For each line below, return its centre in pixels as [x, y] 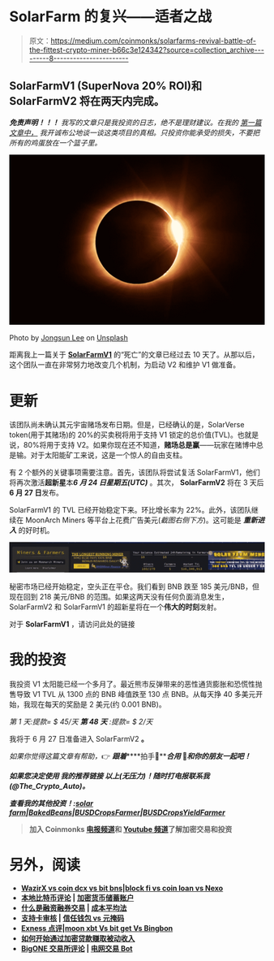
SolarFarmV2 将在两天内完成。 [87, 101]
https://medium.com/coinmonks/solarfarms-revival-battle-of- [154, 41]
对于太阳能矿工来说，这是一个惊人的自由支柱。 [109, 455]
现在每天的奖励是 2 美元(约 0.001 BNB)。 [98, 704]
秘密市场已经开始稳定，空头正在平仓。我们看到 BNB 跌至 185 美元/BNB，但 [135, 587]
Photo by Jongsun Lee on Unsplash [68, 338]
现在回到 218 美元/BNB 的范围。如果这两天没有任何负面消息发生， [119, 596]
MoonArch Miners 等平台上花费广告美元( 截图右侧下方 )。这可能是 [133, 520]
